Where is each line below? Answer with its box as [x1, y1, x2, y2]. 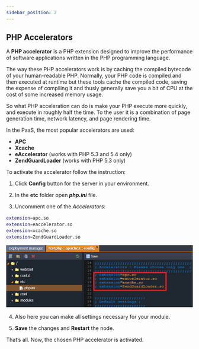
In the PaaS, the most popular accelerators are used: [6, 126, 134, 134]
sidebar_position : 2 [6, 9, 57, 15]
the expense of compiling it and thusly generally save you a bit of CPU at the [6, 85, 193, 92]
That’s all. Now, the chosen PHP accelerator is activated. [6, 336, 144, 343]
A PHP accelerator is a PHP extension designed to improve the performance [6, 48, 193, 55]
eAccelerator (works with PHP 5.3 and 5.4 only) [14, 151, 132, 158]
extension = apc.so [6, 215, 49, 221]
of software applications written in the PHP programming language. [6, 54, 171, 62]
